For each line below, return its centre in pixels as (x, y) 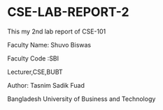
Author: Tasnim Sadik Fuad (46, 85)
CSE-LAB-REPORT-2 (68, 12)
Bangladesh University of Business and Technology (81, 99)
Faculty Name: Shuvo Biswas (49, 45)
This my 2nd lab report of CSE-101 (57, 31)
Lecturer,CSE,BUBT (35, 72)
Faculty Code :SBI (33, 58)
